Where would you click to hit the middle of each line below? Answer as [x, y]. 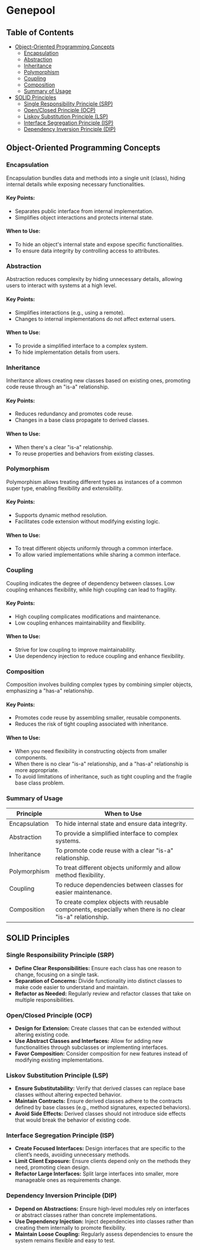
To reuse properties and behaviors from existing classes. [85, 453]
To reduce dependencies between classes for [119, 885]
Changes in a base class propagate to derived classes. [82, 420]
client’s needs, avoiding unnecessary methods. [72, 1155]
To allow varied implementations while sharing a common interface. [98, 555]
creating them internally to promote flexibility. [70, 1227]
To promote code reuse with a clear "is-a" [115, 850]
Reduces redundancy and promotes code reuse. [74, 414]
